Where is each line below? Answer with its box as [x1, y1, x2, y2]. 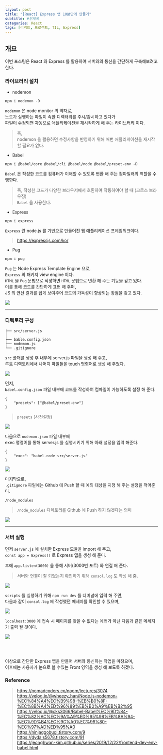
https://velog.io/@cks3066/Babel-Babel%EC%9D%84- [16, 709, 128, 715]
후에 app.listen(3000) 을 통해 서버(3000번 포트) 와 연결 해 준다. [5, 562, 129, 568]
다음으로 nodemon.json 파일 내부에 [5, 433, 70, 439]
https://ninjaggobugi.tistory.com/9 [16, 729, 86, 735]
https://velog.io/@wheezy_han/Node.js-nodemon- [16, 693, 118, 699]
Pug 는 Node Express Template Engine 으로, [5, 266, 91, 271]
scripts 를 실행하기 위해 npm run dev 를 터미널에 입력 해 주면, [5, 592, 123, 598]
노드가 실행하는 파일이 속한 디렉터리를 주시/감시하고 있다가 [5, 114, 115, 120]
